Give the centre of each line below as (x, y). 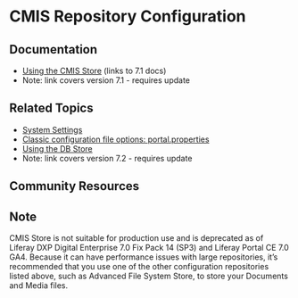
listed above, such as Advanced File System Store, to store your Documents (149, 276)
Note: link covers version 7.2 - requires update (107, 158)
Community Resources (74, 186)
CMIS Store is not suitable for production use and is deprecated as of (137, 238)
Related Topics (51, 108)
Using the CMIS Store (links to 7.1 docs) (94, 70)
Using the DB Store (57, 148)
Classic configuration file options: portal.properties (116, 139)
